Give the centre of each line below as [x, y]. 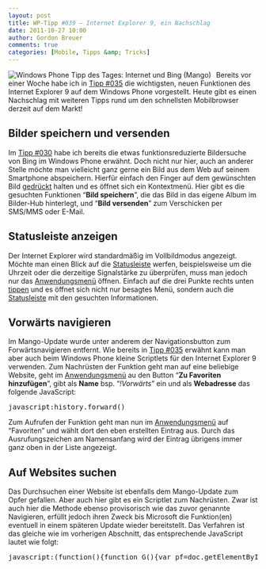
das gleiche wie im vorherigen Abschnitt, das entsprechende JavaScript [125, 534]
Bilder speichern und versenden [89, 134]
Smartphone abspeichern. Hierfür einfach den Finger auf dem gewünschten [132, 178]
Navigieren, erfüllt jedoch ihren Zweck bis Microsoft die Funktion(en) [120, 517]
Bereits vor [234, 75]
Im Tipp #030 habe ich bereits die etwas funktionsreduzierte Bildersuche [127, 152]
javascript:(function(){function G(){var [90, 557]
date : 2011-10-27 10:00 [47, 30]
